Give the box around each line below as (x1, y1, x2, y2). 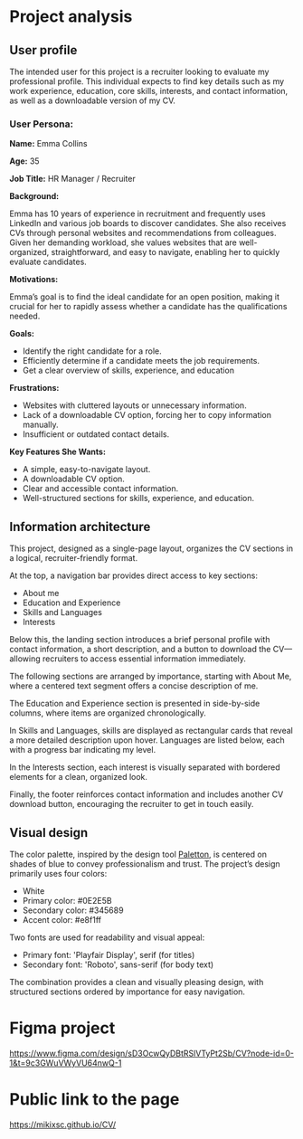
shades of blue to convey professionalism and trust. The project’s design (9, 858, 280, 869)
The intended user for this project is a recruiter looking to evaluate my (9, 66, 270, 77)
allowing (9, 653, 41, 664)
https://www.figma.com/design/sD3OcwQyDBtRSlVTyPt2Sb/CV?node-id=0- (9, 1048, 295, 1058)
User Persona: (9, 118, 74, 130)
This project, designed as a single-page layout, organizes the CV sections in (9, 543, 294, 554)
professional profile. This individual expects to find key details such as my (9, 76, 285, 87)
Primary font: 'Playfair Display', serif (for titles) (22, 949, 195, 960)
